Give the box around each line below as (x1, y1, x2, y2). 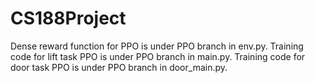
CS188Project (10, 7, 127, 30)
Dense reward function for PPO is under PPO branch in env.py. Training (10, 40, 304, 52)
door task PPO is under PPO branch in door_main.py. (10, 61, 228, 73)
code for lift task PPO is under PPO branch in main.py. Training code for (10, 50, 306, 62)
